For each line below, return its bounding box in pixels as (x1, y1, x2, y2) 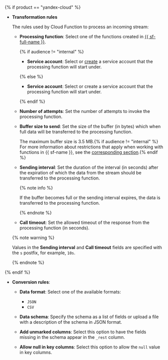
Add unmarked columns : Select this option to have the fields (19, 329, 146, 335)
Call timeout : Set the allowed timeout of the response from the (19, 219, 149, 225)
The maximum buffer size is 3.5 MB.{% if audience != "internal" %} (19, 139, 158, 144)
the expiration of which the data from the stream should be (19, 170, 142, 175)
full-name (19, 39, 40, 45)
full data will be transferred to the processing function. (19, 129, 133, 135)
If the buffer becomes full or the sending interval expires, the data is (19, 195, 160, 201)
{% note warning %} (12, 234, 55, 241)
